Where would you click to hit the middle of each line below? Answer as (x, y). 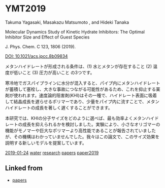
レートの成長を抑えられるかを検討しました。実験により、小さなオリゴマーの (83, 124)
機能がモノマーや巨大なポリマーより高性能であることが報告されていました (81, 130)
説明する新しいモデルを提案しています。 (46, 143)
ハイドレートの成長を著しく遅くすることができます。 (59, 108)
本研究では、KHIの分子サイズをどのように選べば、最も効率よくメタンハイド (82, 118)
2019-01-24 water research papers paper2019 (52, 152)
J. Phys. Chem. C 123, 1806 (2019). (41, 46)
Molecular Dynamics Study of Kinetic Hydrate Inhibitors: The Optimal (75, 32)
